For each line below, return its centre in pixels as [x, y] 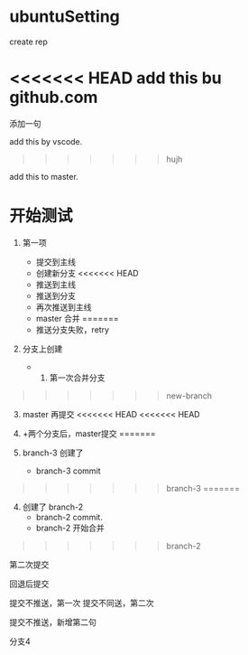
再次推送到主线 [64, 307]
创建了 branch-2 [53, 507]
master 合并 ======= [77, 318]
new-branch [189, 396]
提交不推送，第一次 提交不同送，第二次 [82, 603]
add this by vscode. [46, 141]
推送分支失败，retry [73, 329]
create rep [28, 42]
